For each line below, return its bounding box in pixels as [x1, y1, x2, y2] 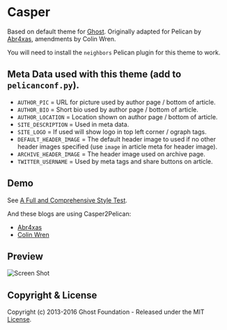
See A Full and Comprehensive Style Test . [7, 196, 127, 204]
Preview [7, 250, 44, 262]
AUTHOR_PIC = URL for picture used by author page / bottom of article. [17, 98, 216, 106]
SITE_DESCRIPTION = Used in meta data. [17, 120, 130, 128]
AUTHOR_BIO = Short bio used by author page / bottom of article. [17, 105, 198, 114]
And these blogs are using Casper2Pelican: [7, 209, 132, 218]
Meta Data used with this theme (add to [7, 68, 182, 80]
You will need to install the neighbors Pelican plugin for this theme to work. [7, 48, 221, 57]
